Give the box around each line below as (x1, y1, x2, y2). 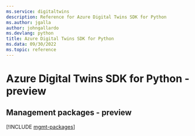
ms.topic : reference (6, 47, 57, 53)
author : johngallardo (6, 25, 59, 31)
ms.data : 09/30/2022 (6, 42, 57, 47)
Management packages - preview (6, 108, 132, 118)
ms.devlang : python (6, 30, 54, 36)
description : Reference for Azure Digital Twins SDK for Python (6, 14, 167, 20)
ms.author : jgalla (6, 19, 51, 25)
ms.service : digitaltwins (6, 8, 69, 15)
